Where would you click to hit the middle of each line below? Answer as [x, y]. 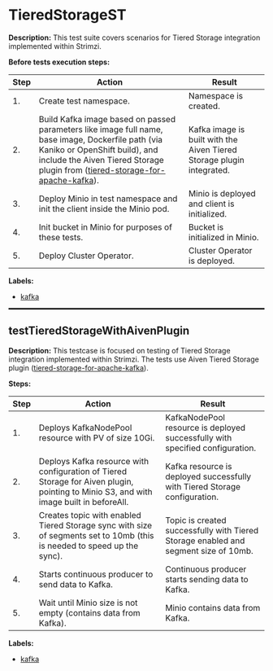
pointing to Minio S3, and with [95, 492]
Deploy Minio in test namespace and [108, 199]
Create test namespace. [84, 101]
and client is [211, 204]
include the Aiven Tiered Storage [101, 160]
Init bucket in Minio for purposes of [106, 227]
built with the [213, 139]
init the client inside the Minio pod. [104, 208]
